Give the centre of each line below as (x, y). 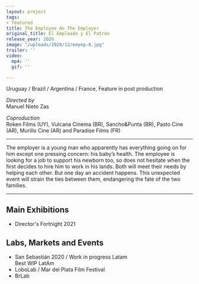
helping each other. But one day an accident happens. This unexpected (93, 173)
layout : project (26, 12)
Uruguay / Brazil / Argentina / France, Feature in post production (84, 89)
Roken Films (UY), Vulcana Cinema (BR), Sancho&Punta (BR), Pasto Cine (95, 125)
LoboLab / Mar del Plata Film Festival (60, 269)
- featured (20, 23)
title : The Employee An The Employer (53, 28)
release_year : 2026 (30, 39)
